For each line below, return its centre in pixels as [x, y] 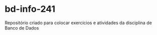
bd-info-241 [30, 9]
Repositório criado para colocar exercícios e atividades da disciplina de [78, 23]
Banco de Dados [22, 28]
